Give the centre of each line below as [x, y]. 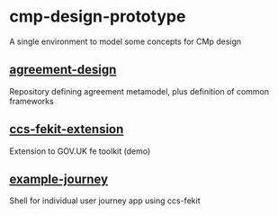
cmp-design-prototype [98, 17]
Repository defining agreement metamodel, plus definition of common [139, 91]
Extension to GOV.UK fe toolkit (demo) [80, 151]
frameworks [31, 101]
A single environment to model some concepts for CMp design [126, 41]
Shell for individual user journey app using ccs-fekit [105, 201]
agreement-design [63, 70]
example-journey [59, 179]
